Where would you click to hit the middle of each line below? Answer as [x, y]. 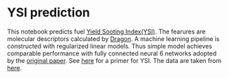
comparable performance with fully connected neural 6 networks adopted [112, 53]
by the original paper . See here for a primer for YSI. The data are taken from [114, 60]
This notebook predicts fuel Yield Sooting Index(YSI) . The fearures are [106, 31]
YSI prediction [49, 13]
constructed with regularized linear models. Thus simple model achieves [110, 46]
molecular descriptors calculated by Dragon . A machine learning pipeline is [113, 38]
